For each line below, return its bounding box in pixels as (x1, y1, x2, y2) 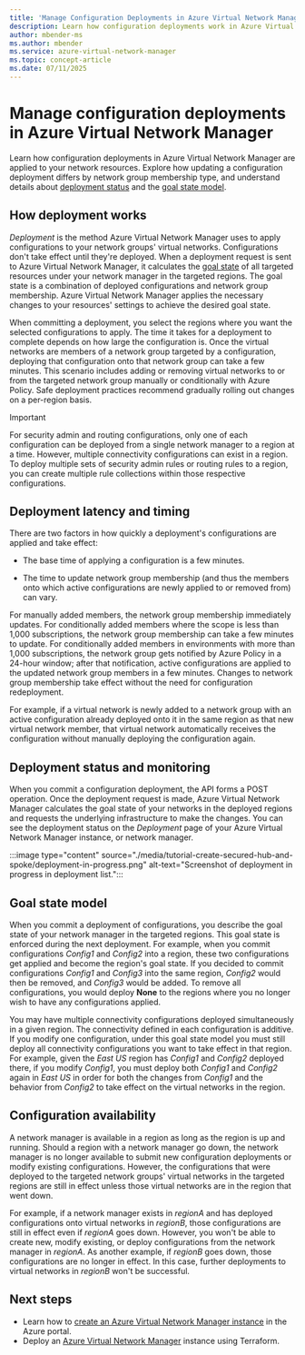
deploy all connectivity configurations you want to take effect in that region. (9, 1043, 292, 1054)
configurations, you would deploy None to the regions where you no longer (9, 987, 290, 998)
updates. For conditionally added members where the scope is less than (9, 619, 280, 630)
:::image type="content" (9, 850, 100, 861)
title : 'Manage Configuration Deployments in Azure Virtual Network (9, 13, 274, 23)
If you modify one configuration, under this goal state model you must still (9, 1034, 286, 1044)
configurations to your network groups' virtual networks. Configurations (9, 242, 279, 252)
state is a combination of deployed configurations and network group (9, 280, 269, 291)
